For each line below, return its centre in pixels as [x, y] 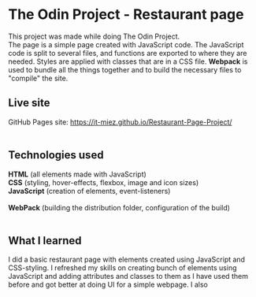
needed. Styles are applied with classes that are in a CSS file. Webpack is [128, 61]
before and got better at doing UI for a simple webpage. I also [108, 284]
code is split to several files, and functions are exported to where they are [128, 53]
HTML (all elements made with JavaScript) [78, 174]
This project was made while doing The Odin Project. [94, 36]
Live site [29, 103]
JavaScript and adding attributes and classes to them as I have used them [128, 277]
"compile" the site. [38, 78]
